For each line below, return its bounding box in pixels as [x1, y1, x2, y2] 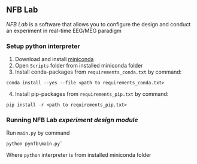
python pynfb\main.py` [6, 141, 63, 147]
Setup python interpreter [6, 42, 80, 50]
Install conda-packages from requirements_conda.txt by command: [14, 68, 182, 75]
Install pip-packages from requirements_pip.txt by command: [14, 90, 169, 98]
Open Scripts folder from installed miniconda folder [14, 62, 143, 69]
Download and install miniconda [14, 56, 94, 63]
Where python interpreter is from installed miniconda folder [6, 151, 151, 159]
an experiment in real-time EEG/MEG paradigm [6, 27, 122, 34]
